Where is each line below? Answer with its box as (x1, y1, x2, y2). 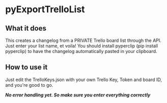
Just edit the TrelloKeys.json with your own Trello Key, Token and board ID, (5, 76, 162, 83)
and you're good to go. (5, 82, 53, 88)
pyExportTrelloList (5, 4, 85, 15)
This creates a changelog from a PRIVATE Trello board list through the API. (5, 37, 161, 43)
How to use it (5, 63, 48, 72)
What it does (5, 24, 47, 33)
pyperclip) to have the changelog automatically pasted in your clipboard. (5, 48, 157, 54)
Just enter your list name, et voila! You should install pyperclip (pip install (5, 43, 158, 49)
